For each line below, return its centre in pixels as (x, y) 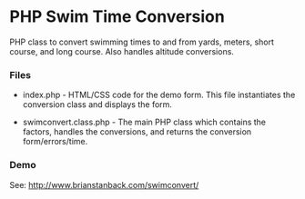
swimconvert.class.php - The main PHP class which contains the (144, 122)
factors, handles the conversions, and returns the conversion (137, 132)
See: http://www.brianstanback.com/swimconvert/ (104, 184)
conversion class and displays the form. (97, 104)
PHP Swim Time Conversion (117, 17)
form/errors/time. (55, 142)
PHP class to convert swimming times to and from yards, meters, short (142, 42)
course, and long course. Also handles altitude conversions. (122, 51)
